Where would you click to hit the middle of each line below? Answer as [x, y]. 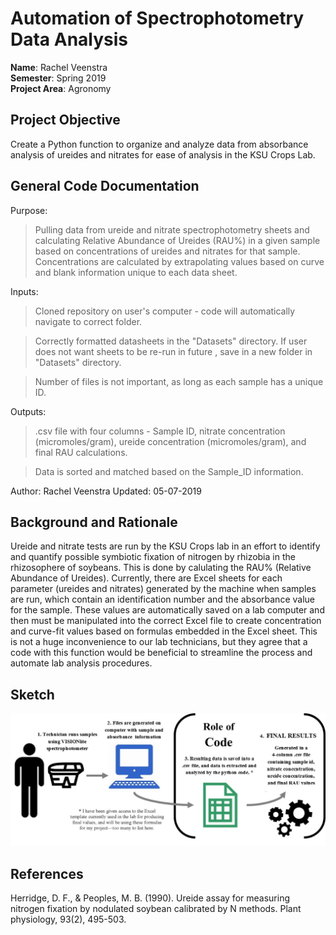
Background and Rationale [94, 522]
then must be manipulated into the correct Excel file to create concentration [166, 621]
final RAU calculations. [81, 452]
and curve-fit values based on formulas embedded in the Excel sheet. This [164, 631]
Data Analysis [69, 39]
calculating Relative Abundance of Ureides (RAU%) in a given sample [177, 240]
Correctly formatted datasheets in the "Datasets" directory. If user [171, 341]
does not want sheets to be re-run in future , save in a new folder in [173, 351]
